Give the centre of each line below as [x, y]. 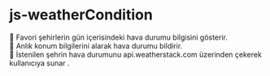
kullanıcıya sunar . [39, 63]
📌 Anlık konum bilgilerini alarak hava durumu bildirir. [96, 45]
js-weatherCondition [81, 15]
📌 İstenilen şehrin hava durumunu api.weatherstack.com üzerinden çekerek [136, 54]
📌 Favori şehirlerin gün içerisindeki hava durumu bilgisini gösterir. [119, 37]
